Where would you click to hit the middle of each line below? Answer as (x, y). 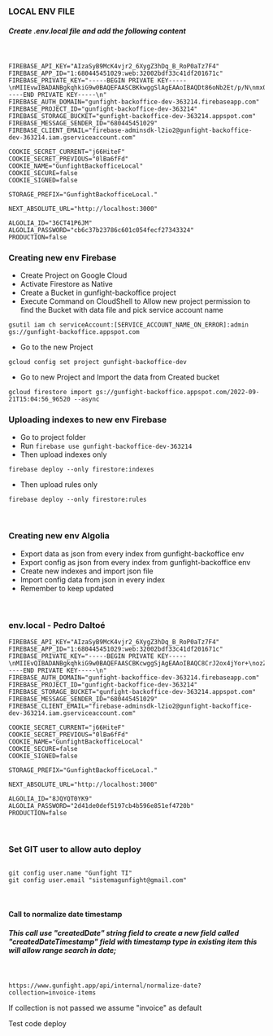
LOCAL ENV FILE (42, 11)
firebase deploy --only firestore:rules (78, 500)
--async (87, 399)
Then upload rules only (59, 485)
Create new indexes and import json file (87, 571)
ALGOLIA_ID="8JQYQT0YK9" (50, 799)
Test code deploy (37, 1023)
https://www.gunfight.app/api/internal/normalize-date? (105, 986)
